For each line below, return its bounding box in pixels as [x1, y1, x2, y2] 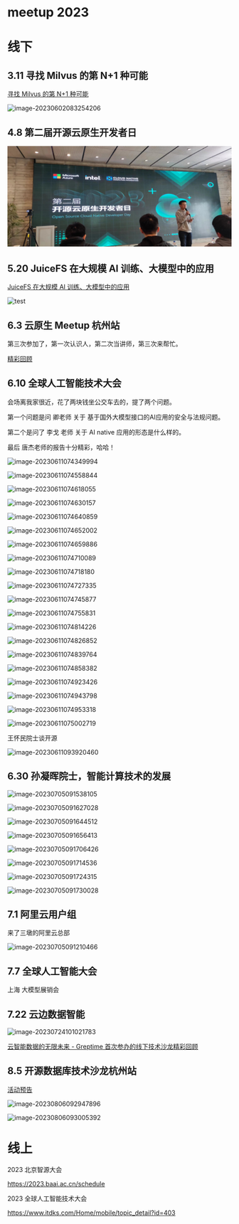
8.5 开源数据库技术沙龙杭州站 [7, 1065, 137, 1077]
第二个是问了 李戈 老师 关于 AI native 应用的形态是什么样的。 [7, 427, 185, 436]
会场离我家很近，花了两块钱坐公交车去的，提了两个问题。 [7, 398, 176, 406]
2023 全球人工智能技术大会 [7, 1194, 87, 1203]
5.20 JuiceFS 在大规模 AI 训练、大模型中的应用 [7, 262, 215, 275]
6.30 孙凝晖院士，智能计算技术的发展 [7, 770, 171, 782]
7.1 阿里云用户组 [7, 908, 77, 921]
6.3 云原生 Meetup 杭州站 [7, 319, 120, 331]
